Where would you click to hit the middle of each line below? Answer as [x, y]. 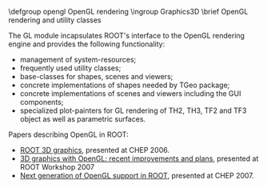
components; [42, 102]
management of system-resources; [78, 60]
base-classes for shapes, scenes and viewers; [96, 76]
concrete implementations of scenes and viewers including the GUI [130, 94]
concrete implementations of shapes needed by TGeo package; [125, 85]
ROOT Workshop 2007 [57, 167]
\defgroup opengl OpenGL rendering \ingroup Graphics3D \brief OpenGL [128, 12]
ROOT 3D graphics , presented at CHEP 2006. [95, 150]
